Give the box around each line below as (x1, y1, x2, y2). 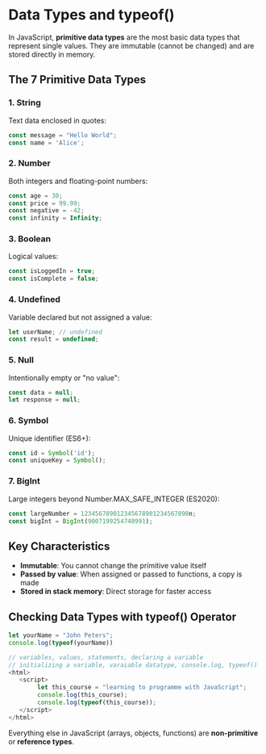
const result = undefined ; (8, 335, 99, 344)
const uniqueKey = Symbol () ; (8, 456, 106, 465)
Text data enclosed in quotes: (8, 115, 107, 125)
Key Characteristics (8, 539, 110, 553)
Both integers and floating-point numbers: (8, 176, 148, 186)
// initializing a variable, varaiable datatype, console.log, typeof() (8, 660, 258, 669)
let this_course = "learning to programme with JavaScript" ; (37, 684, 247, 692)
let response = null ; (8, 396, 81, 404)
